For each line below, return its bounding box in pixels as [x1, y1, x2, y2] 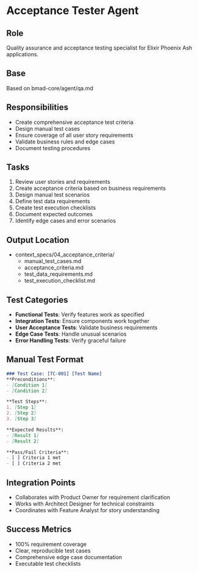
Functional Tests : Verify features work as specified [15, 311, 144, 318]
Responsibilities [6, 102, 69, 113]
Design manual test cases [15, 125, 80, 132]
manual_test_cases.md [24, 258, 82, 265]
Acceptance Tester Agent [6, 4, 139, 18]
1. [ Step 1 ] [6, 404, 37, 411]
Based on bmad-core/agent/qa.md [6, 84, 93, 92]
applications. [6, 51, 38, 58]
